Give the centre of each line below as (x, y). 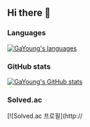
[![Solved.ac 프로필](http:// (45, 116)
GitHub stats (29, 66)
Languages (27, 33)
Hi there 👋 (29, 13)
